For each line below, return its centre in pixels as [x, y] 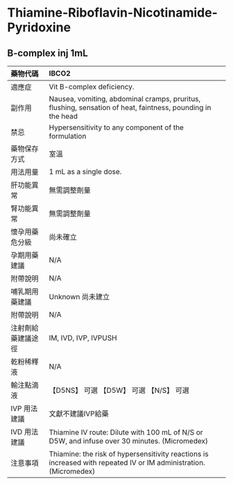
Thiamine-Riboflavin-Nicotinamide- [113, 13]
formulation [68, 136]
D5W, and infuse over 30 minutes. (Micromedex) [128, 441]
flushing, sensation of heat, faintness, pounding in [130, 107]
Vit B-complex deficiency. [92, 87]
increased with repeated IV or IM [102, 462]
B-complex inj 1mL [48, 53]
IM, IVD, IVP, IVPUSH [83, 338]
